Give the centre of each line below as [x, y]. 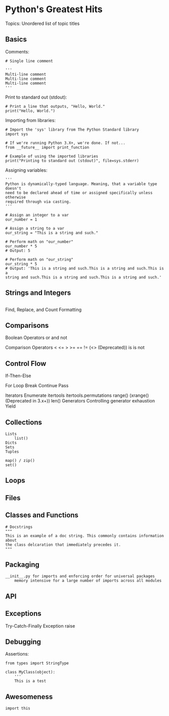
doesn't [13, 188]
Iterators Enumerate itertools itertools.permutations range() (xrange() [77, 395]
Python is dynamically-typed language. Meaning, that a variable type [81, 184]
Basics [16, 39]
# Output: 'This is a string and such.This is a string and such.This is [85, 268]
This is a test [30, 681]
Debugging [23, 642]
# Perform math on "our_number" [39, 242]
